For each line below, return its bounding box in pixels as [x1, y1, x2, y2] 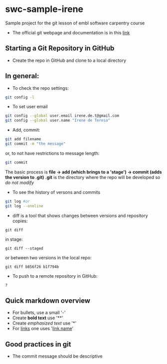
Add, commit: [12, 127, 40, 133]
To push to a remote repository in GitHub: [12, 273, 98, 279]
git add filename [5, 137, 41, 142]
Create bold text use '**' [12, 315, 63, 321]
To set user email [12, 104, 48, 110]
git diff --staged [5, 246, 43, 251]
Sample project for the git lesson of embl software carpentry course [5, 20, 145, 26]
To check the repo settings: [12, 85, 69, 91]
